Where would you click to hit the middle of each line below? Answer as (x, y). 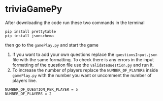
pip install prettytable (31, 31)
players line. (25, 80)
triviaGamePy (34, 9)
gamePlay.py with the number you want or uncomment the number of (82, 75)
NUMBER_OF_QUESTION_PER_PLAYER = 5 (42, 89)
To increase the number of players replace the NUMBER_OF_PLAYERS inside (85, 70)
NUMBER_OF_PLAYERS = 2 (28, 94)
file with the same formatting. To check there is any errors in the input (83, 59)
